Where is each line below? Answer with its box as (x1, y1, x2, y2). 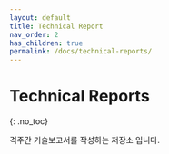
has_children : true (9, 38, 84, 48)
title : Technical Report (9, 22, 104, 31)
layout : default (9, 13, 71, 23)
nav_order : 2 (9, 30, 59, 39)
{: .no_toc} (9, 116, 48, 127)
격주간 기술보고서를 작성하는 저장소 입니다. (9, 135, 161, 146)
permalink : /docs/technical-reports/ (9, 47, 153, 56)
